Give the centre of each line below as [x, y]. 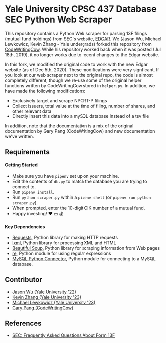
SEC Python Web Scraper [59, 20]
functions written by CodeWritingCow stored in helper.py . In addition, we [80, 85]
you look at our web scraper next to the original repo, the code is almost [79, 75]
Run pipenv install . [33, 192]
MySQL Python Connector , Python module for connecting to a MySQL [84, 259]
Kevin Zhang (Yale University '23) [46, 297]
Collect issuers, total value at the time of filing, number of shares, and [83, 106]
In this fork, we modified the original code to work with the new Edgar [77, 64]
